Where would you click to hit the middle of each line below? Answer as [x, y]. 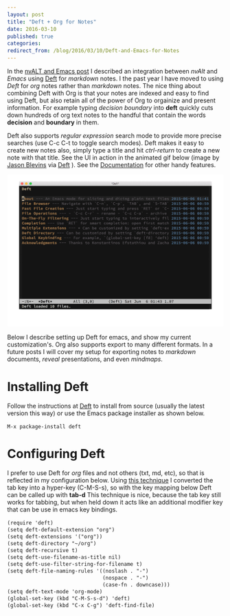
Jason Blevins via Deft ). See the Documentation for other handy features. [112, 165]
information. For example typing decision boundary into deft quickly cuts [110, 108]
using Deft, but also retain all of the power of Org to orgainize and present [112, 100]
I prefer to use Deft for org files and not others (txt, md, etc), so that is [106, 473]
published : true [30, 36]
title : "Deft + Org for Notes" [52, 22]
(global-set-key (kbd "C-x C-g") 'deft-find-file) [81, 606]
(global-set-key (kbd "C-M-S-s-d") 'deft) [69, 599]
